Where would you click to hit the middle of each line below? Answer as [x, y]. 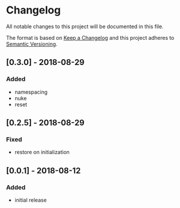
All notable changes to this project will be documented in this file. [85, 26]
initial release [30, 200]
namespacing [31, 92]
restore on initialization [42, 152]
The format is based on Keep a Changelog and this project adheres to [90, 37]
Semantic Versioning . [32, 44]
